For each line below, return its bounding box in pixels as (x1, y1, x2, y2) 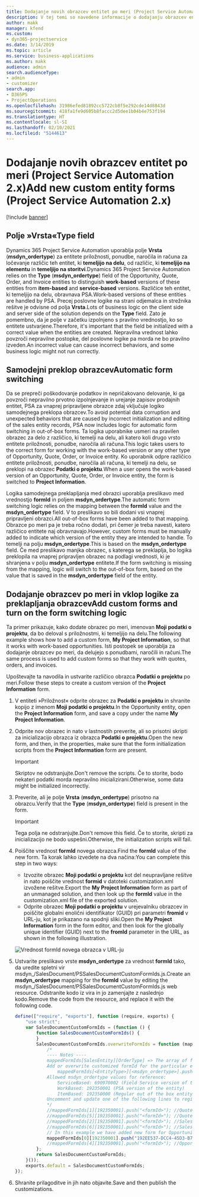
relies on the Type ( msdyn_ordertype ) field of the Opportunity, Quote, (6, 272, 179, 279)
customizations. (14, 1185, 54, 1192)
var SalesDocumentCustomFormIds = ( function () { (25, 1025, 150, 1031)
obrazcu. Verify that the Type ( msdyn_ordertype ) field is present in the (14, 800, 188, 808)
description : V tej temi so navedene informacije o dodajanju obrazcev (6, 14, 187, 20)
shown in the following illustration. (23, 935, 107, 942)
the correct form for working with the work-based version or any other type (6, 447, 191, 454)
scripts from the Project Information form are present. (14, 747, 148, 754)
